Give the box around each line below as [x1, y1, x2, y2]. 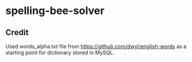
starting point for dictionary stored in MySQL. [5, 49, 115, 56]
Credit [5, 27, 29, 37]
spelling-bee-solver [5, 4, 105, 18]
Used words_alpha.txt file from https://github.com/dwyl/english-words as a [5, 43, 187, 50]
